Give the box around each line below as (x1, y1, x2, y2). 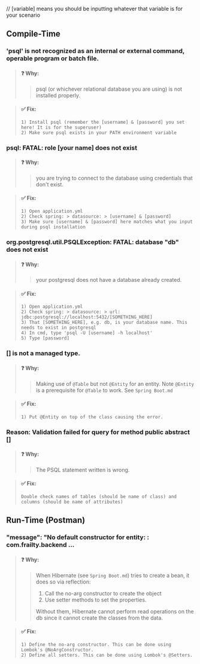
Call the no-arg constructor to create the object (44, 589, 162, 597)
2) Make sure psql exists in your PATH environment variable (20, 129, 177, 136)
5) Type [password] (20, 335, 70, 341)
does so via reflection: (35, 578, 91, 585)
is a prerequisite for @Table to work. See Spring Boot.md (35, 386, 173, 394)
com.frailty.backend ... (6, 541, 75, 549)
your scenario (6, 11, 41, 19)
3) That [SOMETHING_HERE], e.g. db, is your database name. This (20, 320, 187, 326)
